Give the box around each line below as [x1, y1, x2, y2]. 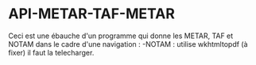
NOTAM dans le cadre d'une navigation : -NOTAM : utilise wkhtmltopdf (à [8, 39, 248, 48]
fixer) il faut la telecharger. [8, 48, 95, 57]
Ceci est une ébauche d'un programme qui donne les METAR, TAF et [8, 31, 234, 40]
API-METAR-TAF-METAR [8, 5, 175, 23]
